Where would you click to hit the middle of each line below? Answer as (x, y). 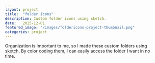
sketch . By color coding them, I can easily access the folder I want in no (78, 51)
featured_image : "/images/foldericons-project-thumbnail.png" (70, 28)
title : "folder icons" (29, 14)
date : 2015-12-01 (25, 23)
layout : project (22, 9)
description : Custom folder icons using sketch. (56, 18)
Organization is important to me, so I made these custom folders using (76, 46)
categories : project (26, 32)
